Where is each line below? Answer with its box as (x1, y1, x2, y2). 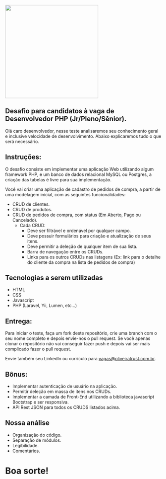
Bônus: (5, 370, 28, 379)
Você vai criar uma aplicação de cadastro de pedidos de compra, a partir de (5, 186, 161, 192)
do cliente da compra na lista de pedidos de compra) (27, 259, 135, 265)
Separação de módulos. (12, 437, 61, 443)
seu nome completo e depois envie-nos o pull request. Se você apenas (5, 335, 151, 341)
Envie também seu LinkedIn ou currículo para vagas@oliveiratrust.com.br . (5, 356, 156, 362)
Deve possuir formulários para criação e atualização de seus (27, 233, 151, 239)
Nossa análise (5, 419, 50, 427)
